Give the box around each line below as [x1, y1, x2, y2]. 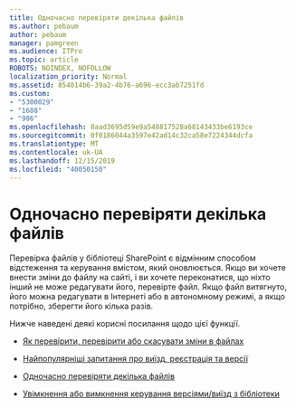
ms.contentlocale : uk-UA [9, 147, 103, 157]
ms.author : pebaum [9, 22, 79, 31]
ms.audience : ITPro [9, 47, 83, 56]
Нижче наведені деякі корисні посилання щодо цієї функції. [9, 318, 241, 329]
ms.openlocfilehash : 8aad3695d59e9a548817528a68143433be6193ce [9, 123, 253, 132]
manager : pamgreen [9, 38, 79, 48]
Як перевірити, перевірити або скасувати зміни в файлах [22, 336, 244, 346]
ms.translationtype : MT [9, 139, 100, 148]
